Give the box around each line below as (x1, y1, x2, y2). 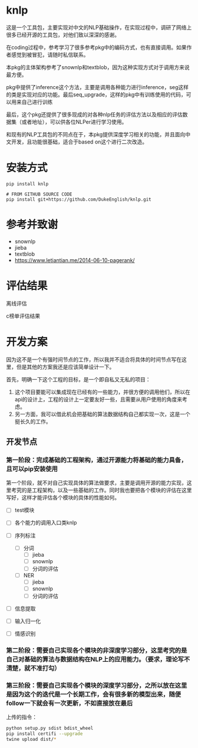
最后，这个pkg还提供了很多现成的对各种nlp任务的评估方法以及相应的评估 (6, 110, 183, 118)
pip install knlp (6, 181, 49, 187)
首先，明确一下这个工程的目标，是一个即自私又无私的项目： (6, 375, 151, 383)
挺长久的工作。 (14, 417, 51, 425)
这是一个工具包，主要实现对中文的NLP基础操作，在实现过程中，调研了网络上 (6, 24, 192, 31)
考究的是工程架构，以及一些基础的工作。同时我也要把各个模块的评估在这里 (11, 486, 192, 494)
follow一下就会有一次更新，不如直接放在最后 (6, 699, 133, 707)
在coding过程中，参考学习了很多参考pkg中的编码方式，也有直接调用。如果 (6, 44, 187, 51)
